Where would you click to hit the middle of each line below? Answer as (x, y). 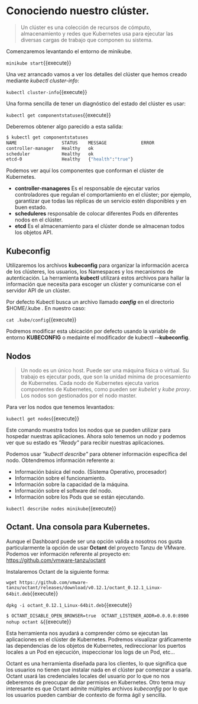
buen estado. (31, 207)
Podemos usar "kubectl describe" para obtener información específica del (97, 454)
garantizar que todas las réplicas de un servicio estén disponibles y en (100, 201)
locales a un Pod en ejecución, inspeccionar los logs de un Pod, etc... (91, 652)
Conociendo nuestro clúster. (78, 11)
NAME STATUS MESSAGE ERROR (80, 143)
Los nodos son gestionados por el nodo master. (79, 396)
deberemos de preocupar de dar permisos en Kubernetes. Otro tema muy (96, 682)
